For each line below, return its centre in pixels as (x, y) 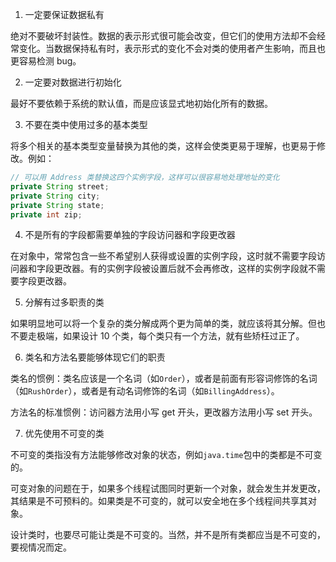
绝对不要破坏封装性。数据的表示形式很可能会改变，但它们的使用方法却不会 (163, 36)
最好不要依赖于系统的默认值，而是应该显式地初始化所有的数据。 (141, 103)
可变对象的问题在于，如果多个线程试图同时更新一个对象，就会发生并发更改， (168, 489)
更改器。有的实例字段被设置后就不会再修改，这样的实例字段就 (180, 269)
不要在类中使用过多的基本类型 (86, 124)
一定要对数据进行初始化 (73, 82)
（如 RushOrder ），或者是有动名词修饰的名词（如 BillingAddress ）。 (145, 391)
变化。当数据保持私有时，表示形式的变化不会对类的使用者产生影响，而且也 (172, 48)
